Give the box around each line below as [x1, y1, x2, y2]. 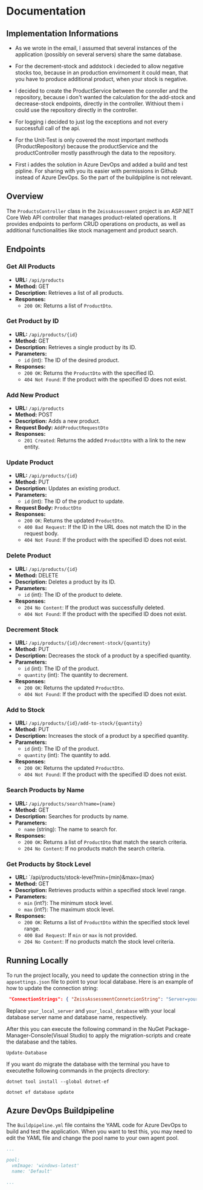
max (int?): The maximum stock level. [24, 906, 115, 913]
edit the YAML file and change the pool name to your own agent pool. [6, 1134, 179, 1142]
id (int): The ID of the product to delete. [24, 591, 123, 598]
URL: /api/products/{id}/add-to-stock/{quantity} [14, 719, 143, 727]
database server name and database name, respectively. [6, 1013, 148, 1021]
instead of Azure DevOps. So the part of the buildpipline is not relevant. [14, 174, 193, 181]
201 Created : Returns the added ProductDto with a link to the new [24, 437, 186, 444]
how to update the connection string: [6, 984, 98, 991]
